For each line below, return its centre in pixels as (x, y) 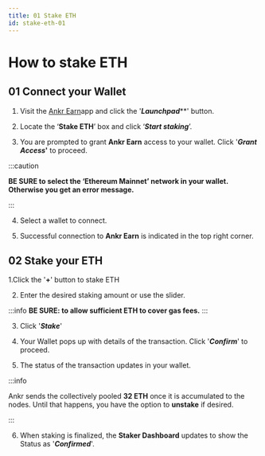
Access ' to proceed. (53, 150)
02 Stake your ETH (56, 261)
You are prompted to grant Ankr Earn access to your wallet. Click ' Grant (138, 142)
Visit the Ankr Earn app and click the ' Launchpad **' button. (117, 111)
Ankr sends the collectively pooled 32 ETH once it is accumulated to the (127, 396)
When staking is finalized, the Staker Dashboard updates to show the (134, 435)
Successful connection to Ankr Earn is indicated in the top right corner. (136, 236)
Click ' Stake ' (41, 326)
